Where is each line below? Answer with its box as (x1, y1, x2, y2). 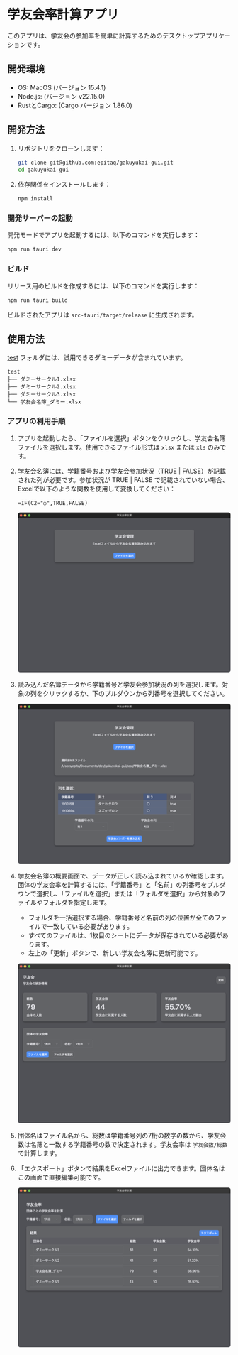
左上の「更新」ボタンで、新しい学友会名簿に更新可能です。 (28, 949, 202, 957)
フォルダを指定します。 (42, 898, 111, 906)
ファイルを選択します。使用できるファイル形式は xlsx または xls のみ (17, 442, 220, 451)
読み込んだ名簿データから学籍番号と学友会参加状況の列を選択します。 (17, 680, 222, 689)
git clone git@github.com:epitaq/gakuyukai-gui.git (17, 159, 174, 166)
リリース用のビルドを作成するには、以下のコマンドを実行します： (7, 281, 200, 290)
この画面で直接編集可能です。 (17, 1173, 105, 1182)
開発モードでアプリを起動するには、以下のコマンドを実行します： (7, 231, 200, 239)
